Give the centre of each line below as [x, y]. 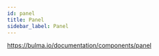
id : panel [21, 13]
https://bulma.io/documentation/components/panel [79, 46]
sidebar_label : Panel [38, 26]
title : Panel [26, 20]
